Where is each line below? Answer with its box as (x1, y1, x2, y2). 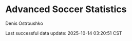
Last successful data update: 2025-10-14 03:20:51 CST (5, 30, 122, 36)
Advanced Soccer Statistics (5, 4, 127, 15)
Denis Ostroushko (5, 20, 44, 26)
